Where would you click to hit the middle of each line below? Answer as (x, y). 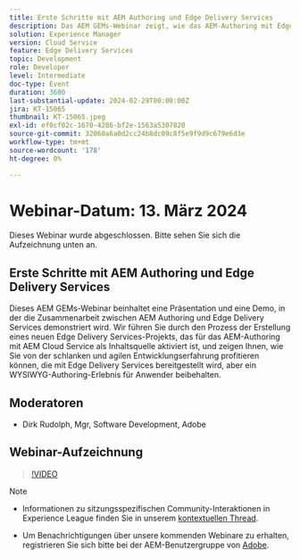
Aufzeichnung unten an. (54, 245)
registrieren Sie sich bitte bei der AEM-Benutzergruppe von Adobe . (146, 545)
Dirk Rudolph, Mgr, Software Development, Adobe (114, 424)
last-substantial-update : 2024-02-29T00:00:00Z (100, 100)
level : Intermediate (48, 76)
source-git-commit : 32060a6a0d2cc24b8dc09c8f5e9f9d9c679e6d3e (127, 134)
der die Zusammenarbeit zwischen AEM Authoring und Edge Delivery (137, 318)
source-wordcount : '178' (55, 150)
